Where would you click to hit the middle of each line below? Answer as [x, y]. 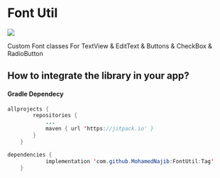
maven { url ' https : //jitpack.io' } [99, 129]
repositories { [55, 116]
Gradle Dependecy [35, 94]
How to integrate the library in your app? [98, 76]
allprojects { [28, 109]
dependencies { [30, 155]
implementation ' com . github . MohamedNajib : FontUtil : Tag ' [130, 161]
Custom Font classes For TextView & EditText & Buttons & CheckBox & [110, 46]
